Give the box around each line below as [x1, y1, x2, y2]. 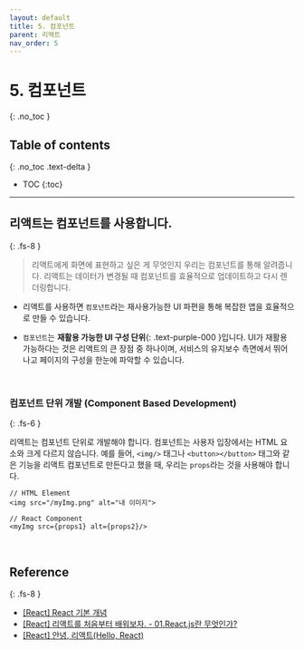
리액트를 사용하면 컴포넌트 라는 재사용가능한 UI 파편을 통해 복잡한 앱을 [22, 301, 264, 312]
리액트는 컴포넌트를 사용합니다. [9, 216, 173, 231]
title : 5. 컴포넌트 [9, 22, 75, 31]
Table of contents [9, 137, 110, 152]
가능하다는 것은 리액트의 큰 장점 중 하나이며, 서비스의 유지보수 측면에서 [22, 343, 271, 354]
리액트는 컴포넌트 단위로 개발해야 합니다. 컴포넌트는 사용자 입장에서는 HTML [9, 437, 279, 448]
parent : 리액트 [9, 30, 62, 39]
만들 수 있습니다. [32, 312, 90, 323]
